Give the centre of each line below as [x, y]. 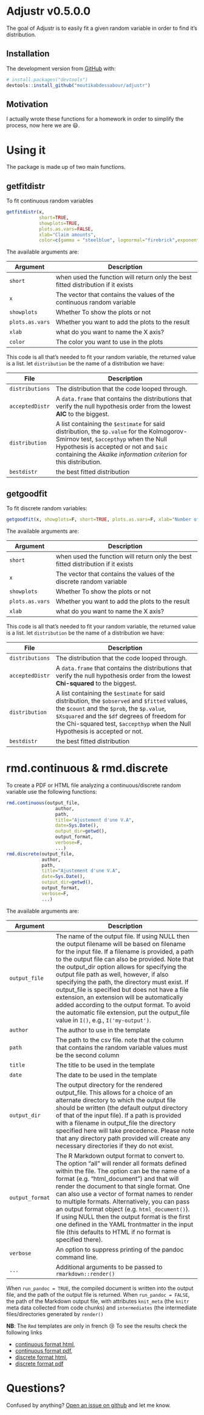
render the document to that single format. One [123, 1186]
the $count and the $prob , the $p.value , [111, 708]
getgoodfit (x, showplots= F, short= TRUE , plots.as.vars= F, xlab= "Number [99, 519]
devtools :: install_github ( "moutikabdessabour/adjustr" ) [78, 85]
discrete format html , [41, 1357]
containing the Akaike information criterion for [121, 454]
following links [24, 1332]
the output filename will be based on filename [121, 944]
